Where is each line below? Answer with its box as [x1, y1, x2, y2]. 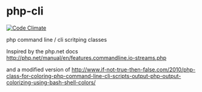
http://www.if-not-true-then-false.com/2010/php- [72, 65, 196, 73]
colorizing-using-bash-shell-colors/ [6, 79, 96, 86]
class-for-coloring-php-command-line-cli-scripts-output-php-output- [6, 72, 181, 79]
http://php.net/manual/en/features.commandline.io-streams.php [6, 54, 167, 61]
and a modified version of [6, 65, 71, 73]
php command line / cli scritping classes [6, 36, 107, 43]
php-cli [6, 4, 44, 18]
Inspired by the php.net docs [6, 47, 78, 55]
